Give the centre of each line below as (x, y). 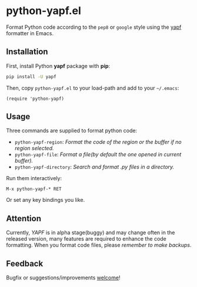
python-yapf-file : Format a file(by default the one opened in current (98, 154)
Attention (24, 218)
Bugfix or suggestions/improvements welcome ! (63, 278)
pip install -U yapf (31, 77)
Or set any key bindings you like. (46, 200)
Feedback (25, 263)
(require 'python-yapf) (35, 99)
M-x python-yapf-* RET (34, 189)
